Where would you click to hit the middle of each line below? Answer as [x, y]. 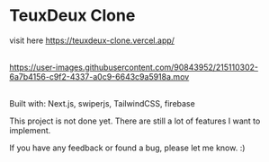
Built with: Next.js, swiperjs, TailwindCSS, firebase [102, 103]
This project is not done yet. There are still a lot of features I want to [135, 121]
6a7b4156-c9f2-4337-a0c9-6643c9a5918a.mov [99, 76]
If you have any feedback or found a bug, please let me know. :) [127, 148]
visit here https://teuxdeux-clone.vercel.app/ [92, 40]
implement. [30, 130]
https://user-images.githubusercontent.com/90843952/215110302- [134, 67]
